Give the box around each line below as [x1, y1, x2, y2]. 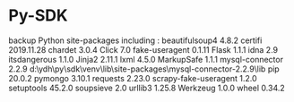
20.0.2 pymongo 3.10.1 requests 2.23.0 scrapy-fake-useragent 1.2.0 [8, 72, 257, 83]
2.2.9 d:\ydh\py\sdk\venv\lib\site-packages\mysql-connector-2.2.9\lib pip [8, 64, 280, 74]
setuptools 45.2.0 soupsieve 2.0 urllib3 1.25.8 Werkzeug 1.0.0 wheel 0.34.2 [8, 82, 286, 93]
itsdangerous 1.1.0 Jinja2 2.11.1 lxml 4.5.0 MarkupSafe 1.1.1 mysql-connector [8, 54, 284, 64]
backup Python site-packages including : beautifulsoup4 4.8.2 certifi [8, 35, 263, 46]
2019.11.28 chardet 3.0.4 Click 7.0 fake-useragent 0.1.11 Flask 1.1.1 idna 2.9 [8, 44, 279, 55]
